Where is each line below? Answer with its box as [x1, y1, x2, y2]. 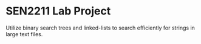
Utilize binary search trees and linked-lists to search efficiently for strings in [5, 24, 196, 31]
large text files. [5, 30, 43, 37]
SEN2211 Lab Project [5, 4, 111, 18]
